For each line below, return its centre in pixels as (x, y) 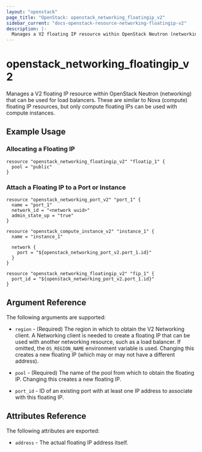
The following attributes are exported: (53, 431)
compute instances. (31, 113)
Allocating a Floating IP (41, 149)
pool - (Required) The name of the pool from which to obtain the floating (104, 372)
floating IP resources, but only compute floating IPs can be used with (92, 107)
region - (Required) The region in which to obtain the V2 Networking (99, 329)
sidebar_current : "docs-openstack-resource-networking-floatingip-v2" (96, 23)
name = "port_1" (32, 205)
